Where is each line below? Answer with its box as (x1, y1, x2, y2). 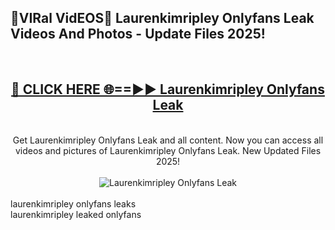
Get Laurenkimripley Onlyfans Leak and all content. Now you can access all (12, 134, 324, 146)
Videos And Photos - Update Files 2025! (10, 26, 266, 43)
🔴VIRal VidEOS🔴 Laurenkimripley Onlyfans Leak (10, 10, 315, 27)
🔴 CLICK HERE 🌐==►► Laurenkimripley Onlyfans (11, 81, 325, 98)
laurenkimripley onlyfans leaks (10, 197, 137, 210)
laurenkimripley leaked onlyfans (10, 208, 142, 220)
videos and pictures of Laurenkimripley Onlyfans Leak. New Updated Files (14, 144, 322, 156)
